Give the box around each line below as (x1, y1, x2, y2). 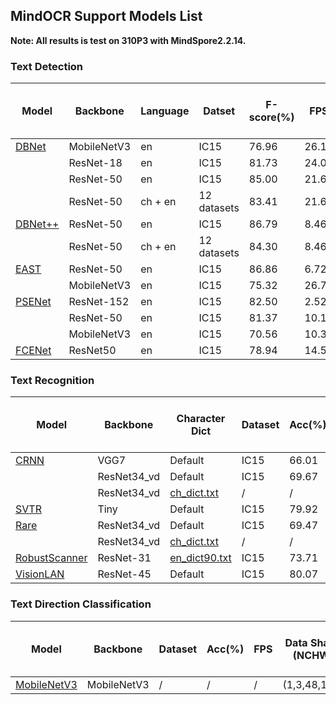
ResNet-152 (68, 295, 130, 309)
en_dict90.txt (169, 551, 232, 565)
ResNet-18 (68, 156, 123, 170)
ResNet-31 (97, 551, 152, 565)
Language (140, 104, 190, 118)
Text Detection (10, 59, 84, 73)
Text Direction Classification (10, 597, 152, 611)
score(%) (248, 110, 295, 124)
